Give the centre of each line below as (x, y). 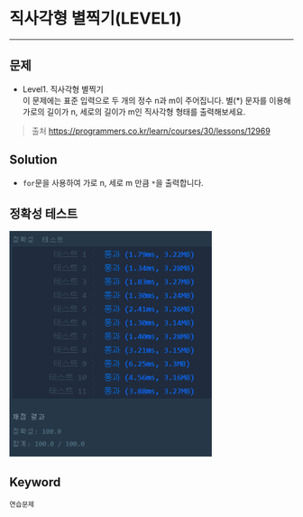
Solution (33, 160)
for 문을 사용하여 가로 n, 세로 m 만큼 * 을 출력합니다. (113, 182)
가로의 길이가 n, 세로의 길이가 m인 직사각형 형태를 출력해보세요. (134, 111)
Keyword (35, 482)
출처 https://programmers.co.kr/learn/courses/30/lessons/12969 (151, 131)
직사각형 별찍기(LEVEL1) (96, 18)
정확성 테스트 (44, 213)
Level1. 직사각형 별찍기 (63, 89)
